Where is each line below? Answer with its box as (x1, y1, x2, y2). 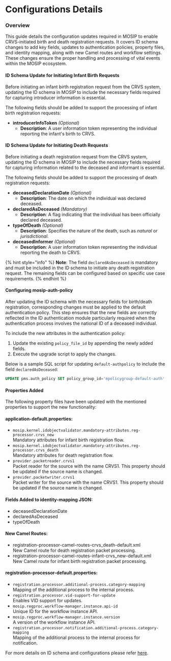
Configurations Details (5, 4, 103, 15)
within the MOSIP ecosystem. (5, 60, 67, 67)
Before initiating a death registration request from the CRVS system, (5, 153, 148, 159)
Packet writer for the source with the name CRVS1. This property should (12, 479, 164, 486)
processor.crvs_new (12, 433, 54, 438)
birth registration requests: (5, 110, 61, 116)
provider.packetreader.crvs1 (12, 459, 75, 464)
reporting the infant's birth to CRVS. (20, 130, 96, 136)
